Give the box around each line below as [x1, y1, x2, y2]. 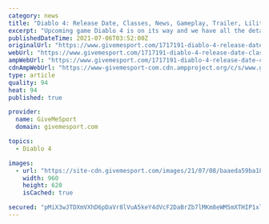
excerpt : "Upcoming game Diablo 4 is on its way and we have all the [8, 26, 246, 34]
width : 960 [22, 174, 59, 182]
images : [8, 159, 34, 167]
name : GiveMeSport [15, 115, 78, 124]
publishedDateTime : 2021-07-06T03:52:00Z [8, 34, 149, 42]
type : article [8, 71, 56, 79]
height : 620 [22, 182, 62, 190]
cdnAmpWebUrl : [8, 64, 56, 72]
